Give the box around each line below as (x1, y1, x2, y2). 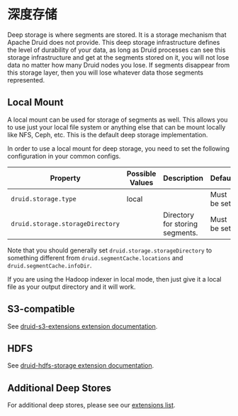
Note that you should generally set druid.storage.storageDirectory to (7, 246, 212, 255)
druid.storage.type (11, 195, 76, 203)
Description (162, 173, 204, 183)
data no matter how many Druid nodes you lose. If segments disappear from (7, 60, 230, 69)
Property (50, 173, 81, 183)
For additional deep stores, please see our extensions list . (7, 401, 176, 410)
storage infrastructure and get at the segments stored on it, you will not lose (7, 53, 229, 61)
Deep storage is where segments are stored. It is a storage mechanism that (7, 30, 227, 39)
